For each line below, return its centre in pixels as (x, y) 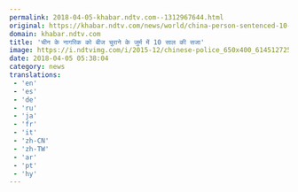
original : (27, 26)
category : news (37, 67)
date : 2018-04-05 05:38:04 (59, 58)
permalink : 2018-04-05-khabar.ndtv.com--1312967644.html (117, 17)
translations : (35, 75)
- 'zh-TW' (31, 149)
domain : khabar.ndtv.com (55, 34)
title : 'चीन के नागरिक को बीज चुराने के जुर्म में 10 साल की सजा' (107, 42)
